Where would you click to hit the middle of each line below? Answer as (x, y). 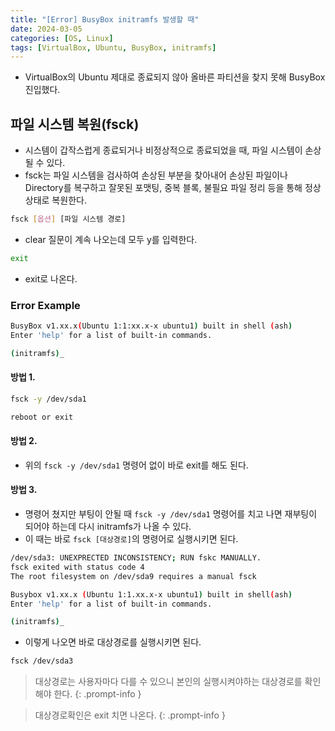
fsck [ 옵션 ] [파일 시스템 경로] (68, 219)
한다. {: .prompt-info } (97, 694)
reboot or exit (42, 417)
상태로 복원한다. (55, 200)
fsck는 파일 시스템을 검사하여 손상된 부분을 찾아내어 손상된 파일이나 (156, 175)
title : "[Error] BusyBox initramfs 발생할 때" (105, 19)
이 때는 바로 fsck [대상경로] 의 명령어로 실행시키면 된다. (131, 539)
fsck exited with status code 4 (77, 567)
